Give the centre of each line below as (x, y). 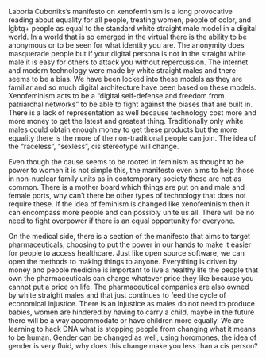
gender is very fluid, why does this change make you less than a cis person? (133, 346)
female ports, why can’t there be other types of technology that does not (127, 195)
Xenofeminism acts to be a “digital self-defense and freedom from (116, 96)
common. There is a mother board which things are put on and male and (126, 187)
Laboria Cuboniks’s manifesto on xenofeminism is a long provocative (120, 12)
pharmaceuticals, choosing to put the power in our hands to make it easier (130, 244)
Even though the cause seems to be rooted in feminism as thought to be (126, 162)
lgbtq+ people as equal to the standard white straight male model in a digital (133, 28)
